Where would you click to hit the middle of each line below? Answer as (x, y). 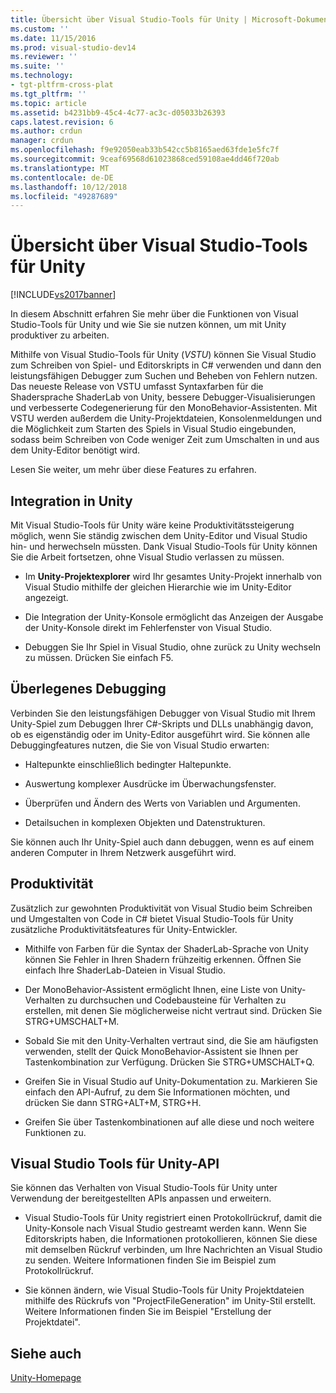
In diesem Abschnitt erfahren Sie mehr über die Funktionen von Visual (154, 314)
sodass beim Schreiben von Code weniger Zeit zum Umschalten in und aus (165, 440)
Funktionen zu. (55, 1132)
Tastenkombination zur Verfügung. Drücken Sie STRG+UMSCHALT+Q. (169, 1062)
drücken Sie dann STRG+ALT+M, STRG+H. (113, 1102)
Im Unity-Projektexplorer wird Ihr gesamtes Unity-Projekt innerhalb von (173, 576)
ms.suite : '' (37, 66)
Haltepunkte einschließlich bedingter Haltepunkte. (128, 764)
